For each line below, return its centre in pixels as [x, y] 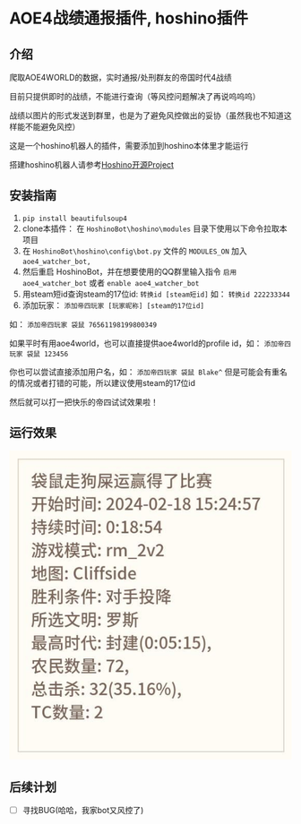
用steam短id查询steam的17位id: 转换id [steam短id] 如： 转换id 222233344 [156, 294]
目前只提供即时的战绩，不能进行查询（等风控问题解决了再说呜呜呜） [135, 96]
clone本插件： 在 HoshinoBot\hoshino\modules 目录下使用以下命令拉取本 [155, 228]
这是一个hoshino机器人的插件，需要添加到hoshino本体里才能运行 [129, 146]
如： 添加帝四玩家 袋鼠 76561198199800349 [83, 324]
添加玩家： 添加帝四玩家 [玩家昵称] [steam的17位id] [113, 305]
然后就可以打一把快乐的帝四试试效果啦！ [84, 402]
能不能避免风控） [48, 127]
